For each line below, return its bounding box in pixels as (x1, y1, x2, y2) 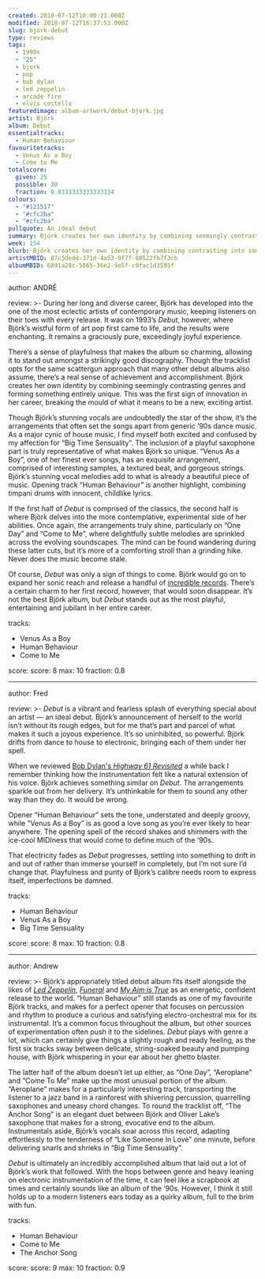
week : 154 (8, 240, 41, 247)
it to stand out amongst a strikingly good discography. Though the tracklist (8, 356, 251, 365)
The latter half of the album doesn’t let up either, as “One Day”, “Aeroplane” (8, 1068, 252, 1077)
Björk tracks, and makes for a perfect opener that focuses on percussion (8, 1002, 244, 1012)
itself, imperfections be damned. (8, 876, 114, 885)
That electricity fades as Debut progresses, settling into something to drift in (8, 851, 256, 860)
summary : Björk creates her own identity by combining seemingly (8, 232, 227, 240)
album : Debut (8, 122, 51, 130)
